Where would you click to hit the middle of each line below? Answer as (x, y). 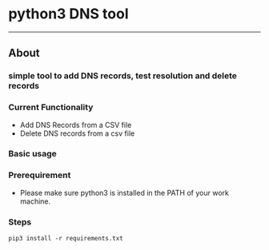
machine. (35, 201)
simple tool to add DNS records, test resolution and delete (123, 76)
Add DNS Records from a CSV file (76, 125)
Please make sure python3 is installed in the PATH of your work (124, 192)
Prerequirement (40, 175)
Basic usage (33, 154)
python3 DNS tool (68, 14)
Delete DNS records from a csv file (77, 133)
